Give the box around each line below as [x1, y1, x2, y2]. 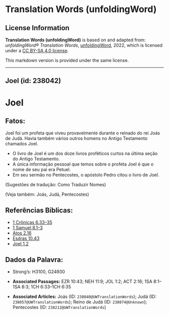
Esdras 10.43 [12, 235, 40, 242]
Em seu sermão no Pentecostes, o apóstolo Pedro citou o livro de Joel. [12, 172, 159, 178]
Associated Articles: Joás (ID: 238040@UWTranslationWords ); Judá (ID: [12, 293, 157, 300]
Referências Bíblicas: [5, 206, 73, 214]
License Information [5, 24, 69, 32]
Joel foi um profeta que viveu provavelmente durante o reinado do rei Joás [5, 130, 160, 136]
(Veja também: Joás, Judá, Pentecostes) [5, 191, 90, 197]
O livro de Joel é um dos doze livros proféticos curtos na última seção [12, 150, 158, 156]
